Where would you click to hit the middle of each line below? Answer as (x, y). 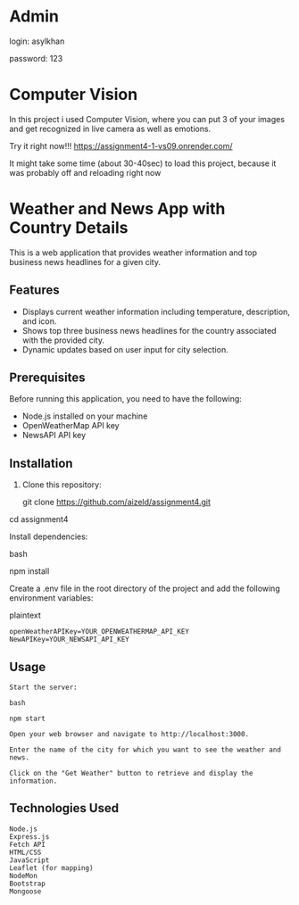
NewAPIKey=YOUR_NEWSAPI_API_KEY (69, 640)
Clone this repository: (62, 485)
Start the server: (43, 688)
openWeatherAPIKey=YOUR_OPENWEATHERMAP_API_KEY (100, 632)
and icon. (39, 321)
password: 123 (36, 58)
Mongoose (25, 891)
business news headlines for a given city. (85, 262)
